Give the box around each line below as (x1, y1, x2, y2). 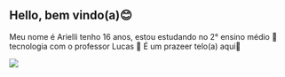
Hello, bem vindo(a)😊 (9, 8, 133, 23)
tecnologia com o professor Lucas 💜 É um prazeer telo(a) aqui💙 (9, 41, 241, 51)
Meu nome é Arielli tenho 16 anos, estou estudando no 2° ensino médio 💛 (9, 31, 278, 42)
